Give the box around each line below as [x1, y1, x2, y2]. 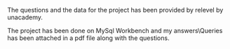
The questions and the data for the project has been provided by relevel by [7, 6, 224, 14]
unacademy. [7, 13, 43, 21]
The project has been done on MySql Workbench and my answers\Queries [7, 27, 223, 35]
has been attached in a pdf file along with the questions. [7, 34, 170, 42]
